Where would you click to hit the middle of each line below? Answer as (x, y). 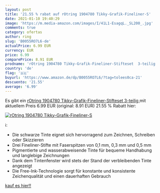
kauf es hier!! (18, 185)
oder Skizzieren (28, 140)
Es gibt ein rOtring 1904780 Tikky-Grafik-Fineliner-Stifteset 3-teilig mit (75, 100)
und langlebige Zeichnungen (41, 155)
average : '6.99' (21, 87)
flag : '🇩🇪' (17, 73)
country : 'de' (19, 69)
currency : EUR (19, 50)
